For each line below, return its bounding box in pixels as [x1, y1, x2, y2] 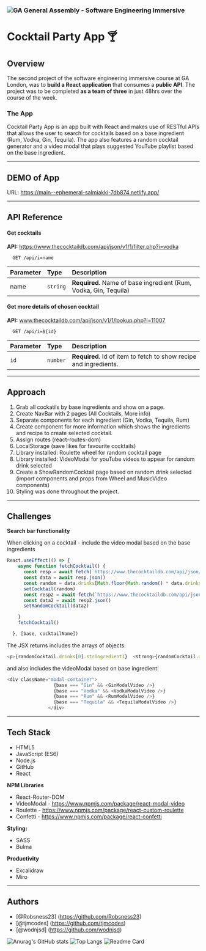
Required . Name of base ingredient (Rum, [72, 278, 192, 287]
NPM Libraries [7, 781, 45, 788]
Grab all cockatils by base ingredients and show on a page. [15, 403, 165, 411]
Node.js [15, 757, 36, 764]
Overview [7, 58, 45, 68]
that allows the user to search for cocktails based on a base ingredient [7, 130, 184, 137]
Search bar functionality [7, 527, 70, 535]
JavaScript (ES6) [15, 750, 59, 757]
